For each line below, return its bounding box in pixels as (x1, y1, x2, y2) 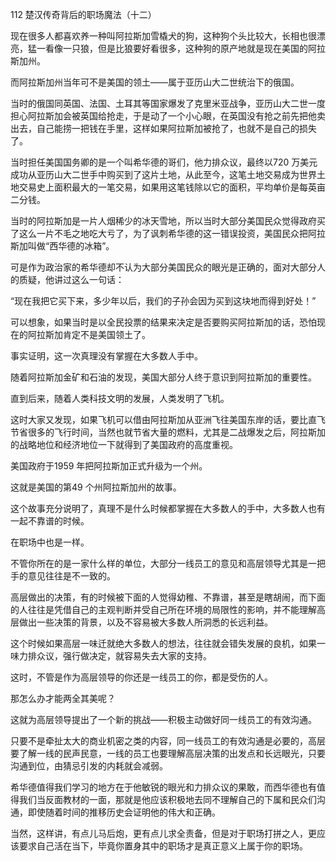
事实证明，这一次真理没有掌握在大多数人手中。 (10, 350, 203, 362)
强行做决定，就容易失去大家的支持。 (62, 650, 212, 662)
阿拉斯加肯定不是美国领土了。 (27, 329, 151, 340)
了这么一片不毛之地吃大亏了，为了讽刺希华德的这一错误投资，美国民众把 (10, 228, 308, 239)
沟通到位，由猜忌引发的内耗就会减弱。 (10, 760, 168, 772)
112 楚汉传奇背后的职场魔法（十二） (10, 9, 157, 20)
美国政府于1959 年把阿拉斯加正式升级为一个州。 (10, 460, 208, 472)
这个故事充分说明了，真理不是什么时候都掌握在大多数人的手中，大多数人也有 (10, 503, 326, 514)
